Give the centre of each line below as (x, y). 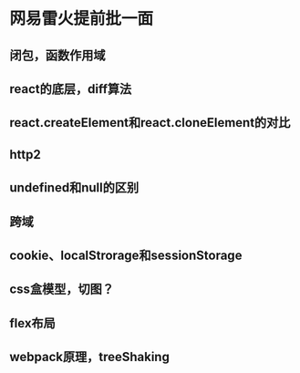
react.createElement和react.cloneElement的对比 (150, 123)
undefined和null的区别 (74, 188)
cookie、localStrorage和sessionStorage (126, 255)
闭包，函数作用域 (57, 55)
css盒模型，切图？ (62, 290)
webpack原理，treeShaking (90, 357)
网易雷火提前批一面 (82, 19)
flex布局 (33, 323)
